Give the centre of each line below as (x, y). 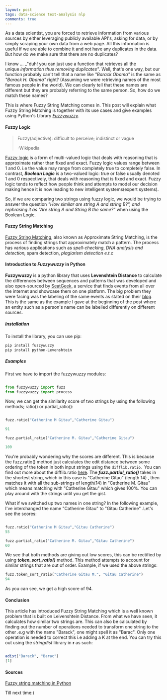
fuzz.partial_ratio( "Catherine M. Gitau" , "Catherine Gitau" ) (70, 438)
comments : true (21, 19)
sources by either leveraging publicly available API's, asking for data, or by (82, 38)
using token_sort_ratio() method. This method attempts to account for (78, 560)
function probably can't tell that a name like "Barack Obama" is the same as (83, 75)
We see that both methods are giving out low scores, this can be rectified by (83, 555)
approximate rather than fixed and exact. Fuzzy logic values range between (83, 163)
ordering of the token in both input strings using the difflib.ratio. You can (83, 467)
